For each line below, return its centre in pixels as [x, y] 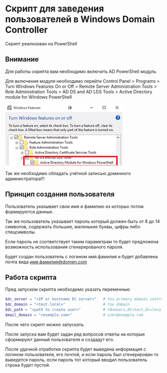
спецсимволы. [21, 232]
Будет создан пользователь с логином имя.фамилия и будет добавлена [82, 256]
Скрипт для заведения [55, 9]
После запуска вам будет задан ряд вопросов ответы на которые [75, 334]
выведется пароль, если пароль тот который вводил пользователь [76, 360]
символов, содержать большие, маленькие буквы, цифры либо [73, 226]
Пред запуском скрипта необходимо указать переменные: [68, 289]
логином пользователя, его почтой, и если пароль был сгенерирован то [82, 354]
